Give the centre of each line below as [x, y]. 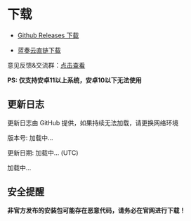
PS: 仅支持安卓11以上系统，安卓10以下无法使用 [74, 80]
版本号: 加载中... [31, 137]
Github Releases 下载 [48, 35]
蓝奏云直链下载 [39, 50]
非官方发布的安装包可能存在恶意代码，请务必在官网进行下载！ [97, 210]
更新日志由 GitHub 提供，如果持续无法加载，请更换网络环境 [93, 122]
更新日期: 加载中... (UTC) [43, 153]
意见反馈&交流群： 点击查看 [46, 65]
